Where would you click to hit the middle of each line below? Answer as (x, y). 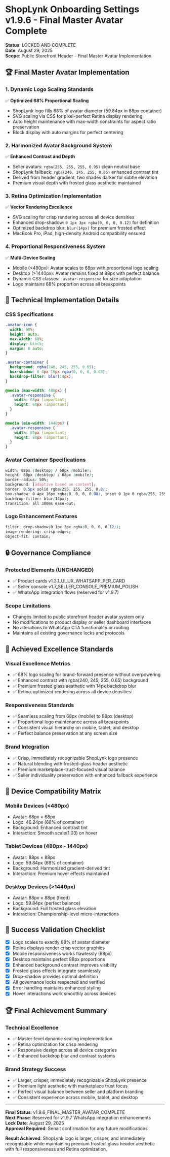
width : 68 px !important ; (40, 400)
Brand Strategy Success (36, 1069)
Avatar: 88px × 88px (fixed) (41, 897)
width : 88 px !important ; (40, 433)
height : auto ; (25, 334)
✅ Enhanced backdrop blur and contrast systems (64, 1056)
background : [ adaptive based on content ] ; (51, 485)
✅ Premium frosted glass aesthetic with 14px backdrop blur (74, 686)
